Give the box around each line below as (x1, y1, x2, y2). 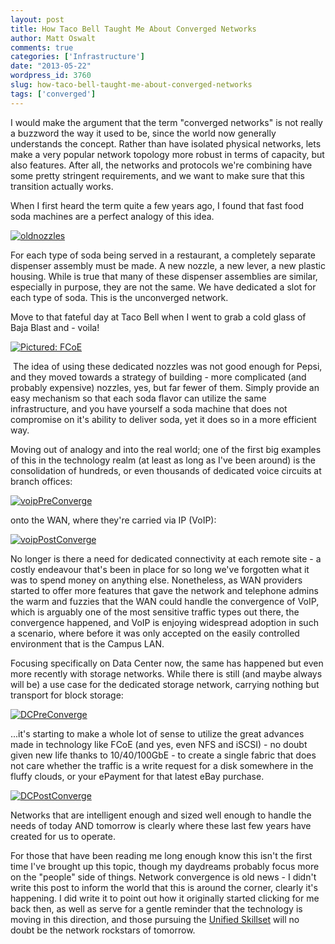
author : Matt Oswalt (10, 33, 97, 43)
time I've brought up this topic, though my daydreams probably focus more (10, 860, 320, 872)
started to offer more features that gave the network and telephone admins (10, 584, 319, 596)
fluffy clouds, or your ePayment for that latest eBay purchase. (10, 770, 265, 782)
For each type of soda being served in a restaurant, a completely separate (10, 249, 317, 261)
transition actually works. (10, 180, 114, 192)
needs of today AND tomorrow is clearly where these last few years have (10, 819, 312, 831)
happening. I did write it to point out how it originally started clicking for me (10, 892, 320, 904)
